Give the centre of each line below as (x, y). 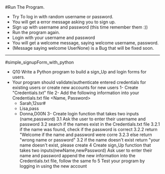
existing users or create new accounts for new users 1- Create (75, 87)
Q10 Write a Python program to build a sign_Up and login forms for (79, 72)
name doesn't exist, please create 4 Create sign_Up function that (85, 145)
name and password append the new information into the (78, 156)
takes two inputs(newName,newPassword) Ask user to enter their (86, 150)
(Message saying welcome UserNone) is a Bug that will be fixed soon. (83, 48)
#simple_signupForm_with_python (40, 62)
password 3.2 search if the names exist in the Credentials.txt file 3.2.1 (90, 124)
